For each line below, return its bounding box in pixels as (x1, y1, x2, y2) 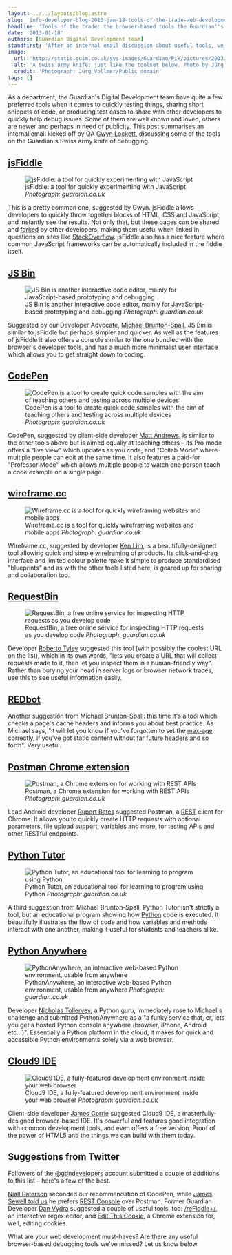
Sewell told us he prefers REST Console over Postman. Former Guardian (8, 1197, 213, 1205)
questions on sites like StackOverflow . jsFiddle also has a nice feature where (8, 232, 225, 241)
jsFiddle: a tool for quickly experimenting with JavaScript (25, 183, 187, 191)
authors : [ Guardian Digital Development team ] (8, 36, 144, 43)
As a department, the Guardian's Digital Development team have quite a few (8, 93, 223, 101)
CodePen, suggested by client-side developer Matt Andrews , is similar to (8, 431, 215, 439)
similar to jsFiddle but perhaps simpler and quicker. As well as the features (8, 328, 219, 337)
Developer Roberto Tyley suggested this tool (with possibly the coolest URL (8, 644, 222, 652)
